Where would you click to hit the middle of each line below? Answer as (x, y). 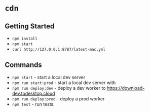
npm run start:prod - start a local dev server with (64, 83)
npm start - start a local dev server (49, 77)
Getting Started (30, 26)
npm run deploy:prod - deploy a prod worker (58, 99)
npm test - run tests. (33, 104)
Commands (24, 65)
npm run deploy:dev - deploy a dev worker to (59, 88)
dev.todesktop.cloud (33, 93)
